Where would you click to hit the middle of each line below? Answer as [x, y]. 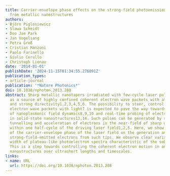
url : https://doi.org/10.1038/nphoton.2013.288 [61, 165]
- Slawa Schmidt [22, 29]
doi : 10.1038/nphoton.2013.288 [38, 90]
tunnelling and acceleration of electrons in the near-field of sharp [86, 123]
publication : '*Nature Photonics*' [43, 85]
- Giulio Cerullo [24, 57]
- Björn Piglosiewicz [28, 24]
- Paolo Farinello [25, 52]
